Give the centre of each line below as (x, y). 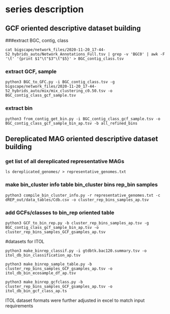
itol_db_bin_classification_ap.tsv (43, 255)
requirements (19, 306)
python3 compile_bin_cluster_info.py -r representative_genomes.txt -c (83, 195)
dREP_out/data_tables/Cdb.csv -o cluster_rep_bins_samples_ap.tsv (77, 200)
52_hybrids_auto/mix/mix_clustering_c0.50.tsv (55, 91)
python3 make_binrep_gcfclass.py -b (44, 282)
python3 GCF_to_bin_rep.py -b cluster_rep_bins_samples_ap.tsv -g (77, 223)
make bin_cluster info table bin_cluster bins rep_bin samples (81, 185)
